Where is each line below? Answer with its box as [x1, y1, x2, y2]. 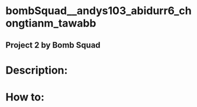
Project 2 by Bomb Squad [5, 40, 101, 50]
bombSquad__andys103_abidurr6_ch [5, 4, 192, 18]
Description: [5, 63, 68, 77]
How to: [5, 90, 45, 103]
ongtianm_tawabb [5, 16, 96, 30]
